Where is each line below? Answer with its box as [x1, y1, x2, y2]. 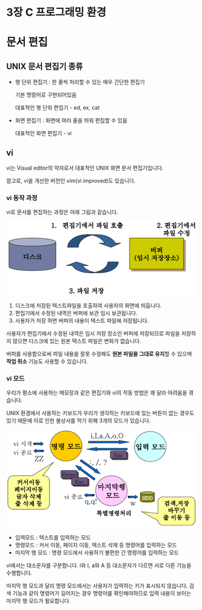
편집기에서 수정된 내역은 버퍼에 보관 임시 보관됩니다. [14, 309, 137, 317]
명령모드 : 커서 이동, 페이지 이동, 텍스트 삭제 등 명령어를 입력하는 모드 [14, 541, 177, 548]
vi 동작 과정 [6, 194, 38, 202]
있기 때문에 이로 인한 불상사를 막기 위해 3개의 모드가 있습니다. [6, 417, 151, 424]
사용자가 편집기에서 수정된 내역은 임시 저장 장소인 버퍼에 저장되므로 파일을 [6, 329, 180, 337]
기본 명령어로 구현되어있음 [14, 91, 77, 98]
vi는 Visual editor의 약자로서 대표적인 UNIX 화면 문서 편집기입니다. [6, 164, 164, 171]
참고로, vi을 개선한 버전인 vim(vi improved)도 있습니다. [6, 177, 136, 184]
